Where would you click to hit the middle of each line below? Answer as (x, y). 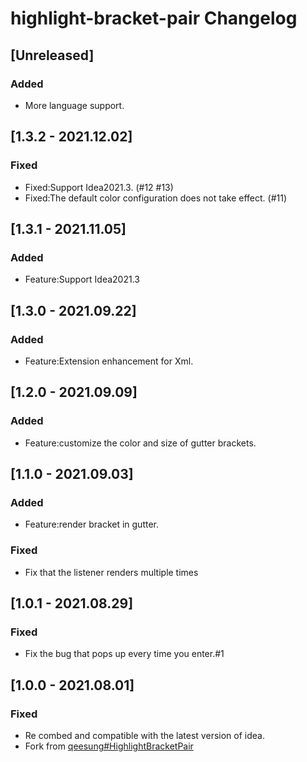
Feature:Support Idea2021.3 (82, 279)
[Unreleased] (52, 55)
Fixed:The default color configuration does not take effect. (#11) (155, 198)
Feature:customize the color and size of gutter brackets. (140, 443)
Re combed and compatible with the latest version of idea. (144, 735)
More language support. (74, 105)
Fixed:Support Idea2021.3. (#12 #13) (99, 187)
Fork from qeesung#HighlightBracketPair (109, 746)
